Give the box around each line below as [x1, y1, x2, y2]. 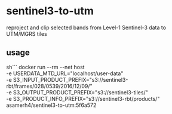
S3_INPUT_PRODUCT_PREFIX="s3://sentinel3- [13, 76, 128, 83]
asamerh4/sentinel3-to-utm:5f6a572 [6, 101, 97, 109]
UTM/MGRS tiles [6, 30, 48, 37]
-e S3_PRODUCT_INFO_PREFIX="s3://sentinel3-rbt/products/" [6, 95, 160, 102]
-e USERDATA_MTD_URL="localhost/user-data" [6, 70, 124, 77]
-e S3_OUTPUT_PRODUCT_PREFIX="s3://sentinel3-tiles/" [6, 88, 148, 96]
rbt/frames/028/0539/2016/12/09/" [6, 82, 93, 90]
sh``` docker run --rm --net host [6, 63, 85, 70]
